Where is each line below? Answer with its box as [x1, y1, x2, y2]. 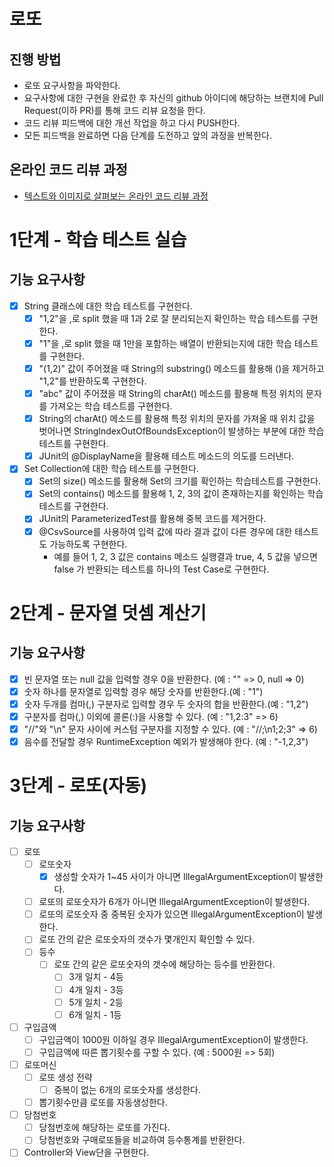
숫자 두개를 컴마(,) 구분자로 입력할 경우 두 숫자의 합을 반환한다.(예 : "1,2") [23, 698, 309, 710]
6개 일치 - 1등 [68, 1008, 122, 1020]
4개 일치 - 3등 [68, 983, 124, 995]
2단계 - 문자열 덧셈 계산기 [9, 601, 207, 624]
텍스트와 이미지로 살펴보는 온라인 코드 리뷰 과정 [23, 190, 209, 202]
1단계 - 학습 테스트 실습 [9, 229, 187, 251]
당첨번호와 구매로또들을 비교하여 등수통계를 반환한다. [38, 1134, 246, 1146]
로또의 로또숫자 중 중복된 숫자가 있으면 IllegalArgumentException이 [38, 908, 305, 920]
